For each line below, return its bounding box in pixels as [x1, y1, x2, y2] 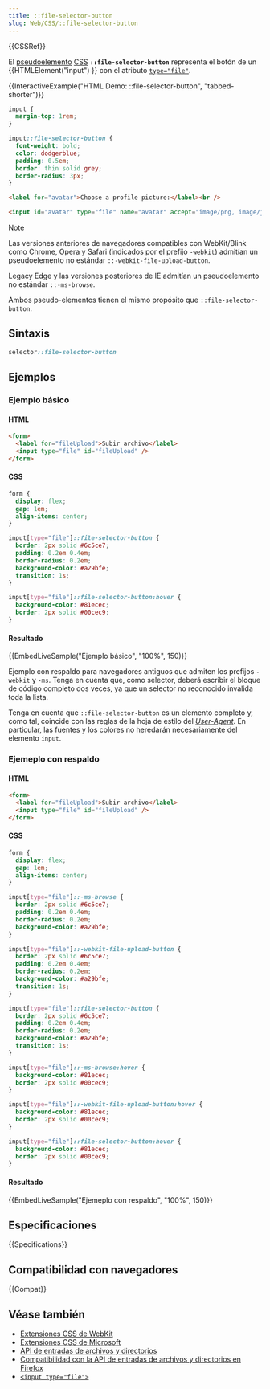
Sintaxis [8, 327, 51, 341]
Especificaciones [8, 1218, 97, 1232]
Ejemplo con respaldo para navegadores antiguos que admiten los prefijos [8, 667, 255, 676]
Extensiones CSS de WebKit [19, 1329, 114, 1338]
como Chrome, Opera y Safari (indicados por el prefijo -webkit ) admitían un [8, 247, 259, 256]
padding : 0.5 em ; [15, 157, 70, 165]
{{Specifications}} [8, 1240, 68, 1249]
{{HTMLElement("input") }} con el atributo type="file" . [8, 65, 191, 75]
